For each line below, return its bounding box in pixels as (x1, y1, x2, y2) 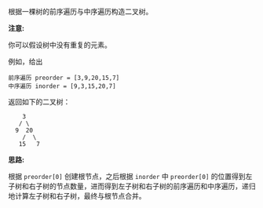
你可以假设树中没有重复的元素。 (8, 40, 111, 49)
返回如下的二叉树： (8, 97, 71, 106)
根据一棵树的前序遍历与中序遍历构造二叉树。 (8, 7, 153, 16)
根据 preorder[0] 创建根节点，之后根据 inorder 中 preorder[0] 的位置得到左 (8, 172, 253, 181)
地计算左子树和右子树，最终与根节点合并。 (8, 192, 146, 200)
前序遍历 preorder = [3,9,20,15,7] (8, 74, 120, 82)
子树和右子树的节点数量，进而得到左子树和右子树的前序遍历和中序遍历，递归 (8, 181, 256, 191)
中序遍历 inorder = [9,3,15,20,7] (8, 82, 116, 90)
